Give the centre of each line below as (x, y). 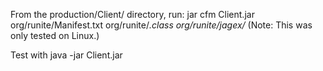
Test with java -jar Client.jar (66, 55)
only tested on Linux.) (55, 35)
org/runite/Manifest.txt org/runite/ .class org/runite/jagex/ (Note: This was (161, 25)
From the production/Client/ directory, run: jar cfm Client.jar (132, 14)
